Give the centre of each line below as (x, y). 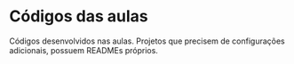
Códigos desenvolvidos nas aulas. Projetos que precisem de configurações (147, 41)
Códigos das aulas (79, 16)
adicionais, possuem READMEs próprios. (83, 50)
